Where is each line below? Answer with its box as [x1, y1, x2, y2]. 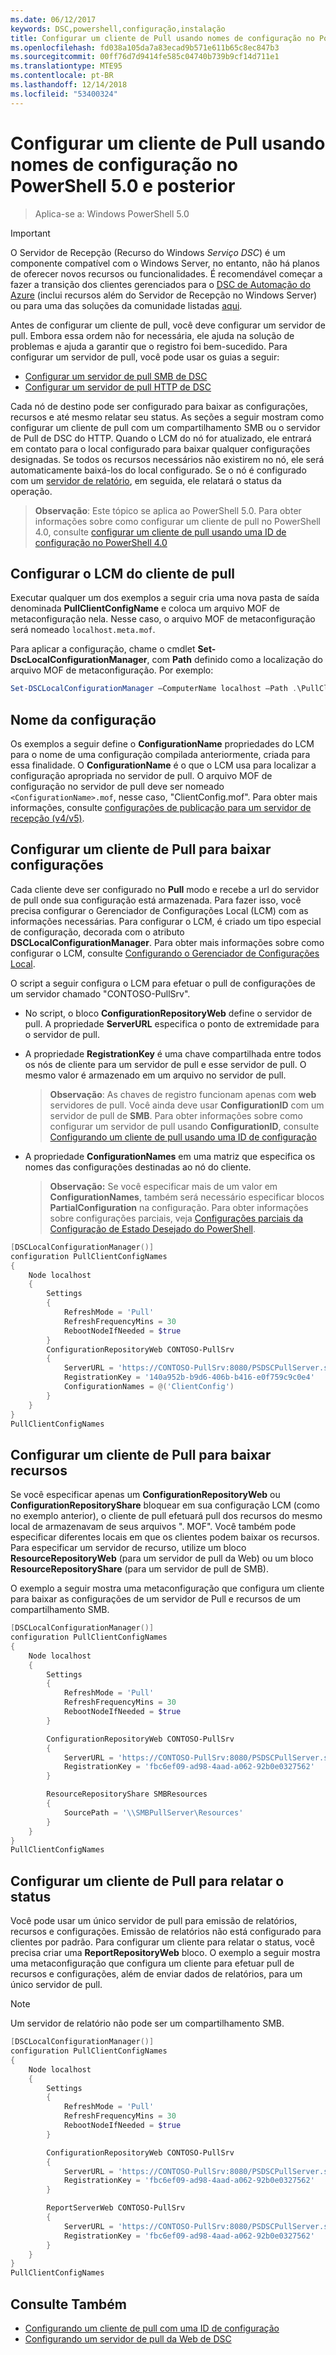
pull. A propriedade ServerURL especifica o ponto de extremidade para [24, 1017, 320, 1030]
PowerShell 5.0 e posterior [10, 174, 236, 197]
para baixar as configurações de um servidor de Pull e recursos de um [10, 1593, 302, 1605]
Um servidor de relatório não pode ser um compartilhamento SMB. [10, 2017, 285, 2030]
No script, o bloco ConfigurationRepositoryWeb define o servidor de [24, 1007, 313, 1019]
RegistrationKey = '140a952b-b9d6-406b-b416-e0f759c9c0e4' [63, 1372, 315, 1383]
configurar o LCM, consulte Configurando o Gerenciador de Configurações [10, 947, 320, 959]
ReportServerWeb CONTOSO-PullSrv [46, 2203, 186, 2213]
